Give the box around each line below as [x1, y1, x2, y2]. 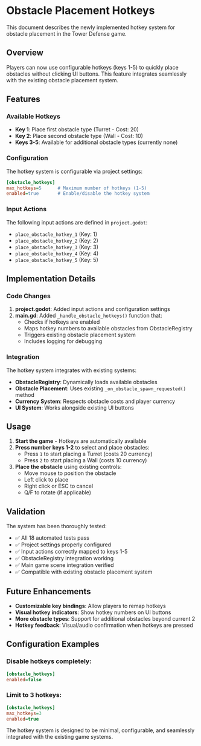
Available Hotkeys [6, 113, 60, 121]
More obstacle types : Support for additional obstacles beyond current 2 [14, 615, 196, 623]
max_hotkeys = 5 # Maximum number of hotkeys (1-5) [6, 185, 147, 191]
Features [6, 94, 40, 105]
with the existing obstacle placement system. [6, 76, 119, 83]
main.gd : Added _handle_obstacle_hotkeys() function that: [14, 312, 162, 319]
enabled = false [6, 676, 42, 682]
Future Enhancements [6, 586, 92, 597]
